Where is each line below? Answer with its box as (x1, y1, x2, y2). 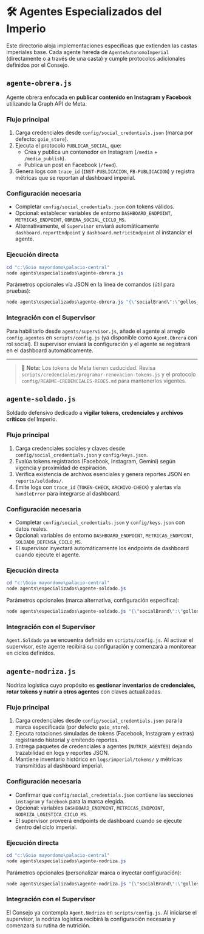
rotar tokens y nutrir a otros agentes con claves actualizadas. (6, 688, 162, 695)
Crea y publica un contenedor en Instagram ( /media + (24, 148, 158, 155)
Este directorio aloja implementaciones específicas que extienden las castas (6, 42, 197, 49)
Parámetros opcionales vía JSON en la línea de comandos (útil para (6, 281, 175, 288)
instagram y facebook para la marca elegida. (15, 797, 125, 805)
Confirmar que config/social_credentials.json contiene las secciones (15, 791, 194, 799)
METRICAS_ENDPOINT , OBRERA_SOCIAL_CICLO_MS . (15, 216, 126, 223)
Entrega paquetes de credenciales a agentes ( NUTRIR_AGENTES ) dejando (15, 743, 192, 750)
